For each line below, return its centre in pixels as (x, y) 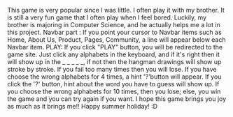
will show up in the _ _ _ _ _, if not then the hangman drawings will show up (114, 62)
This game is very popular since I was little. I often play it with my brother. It (116, 10)
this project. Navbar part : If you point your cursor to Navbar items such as (114, 32)
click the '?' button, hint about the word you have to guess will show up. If (113, 84)
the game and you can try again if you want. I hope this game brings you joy (117, 99)
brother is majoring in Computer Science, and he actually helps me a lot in (114, 25)
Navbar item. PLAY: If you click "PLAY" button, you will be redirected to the (115, 47)
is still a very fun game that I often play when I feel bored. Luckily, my (107, 17)
